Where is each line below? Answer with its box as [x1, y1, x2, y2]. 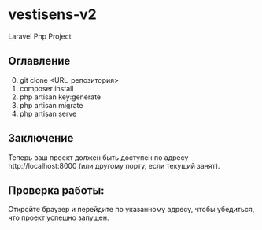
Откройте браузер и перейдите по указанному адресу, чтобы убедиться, [8, 205, 255, 214]
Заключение [8, 132, 74, 145]
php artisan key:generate [19, 92, 101, 102]
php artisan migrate [19, 100, 83, 109]
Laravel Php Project [8, 32, 72, 41]
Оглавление [8, 54, 71, 68]
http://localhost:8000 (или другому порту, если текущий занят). [8, 161, 220, 170]
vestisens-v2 [8, 6, 97, 24]
